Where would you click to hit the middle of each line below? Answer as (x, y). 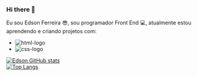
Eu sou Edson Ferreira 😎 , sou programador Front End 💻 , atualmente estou (99, 23)
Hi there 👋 (21, 9)
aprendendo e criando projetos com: (52, 31)
